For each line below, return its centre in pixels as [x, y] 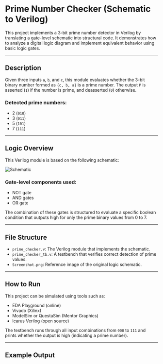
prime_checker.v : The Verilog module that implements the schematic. [81, 249]
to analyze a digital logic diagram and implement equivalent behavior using [80, 43]
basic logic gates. [23, 48]
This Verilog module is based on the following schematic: [62, 160]
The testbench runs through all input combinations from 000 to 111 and [75, 330]
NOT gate [22, 193]
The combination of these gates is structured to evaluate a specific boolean [81, 213]
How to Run [23, 284]
